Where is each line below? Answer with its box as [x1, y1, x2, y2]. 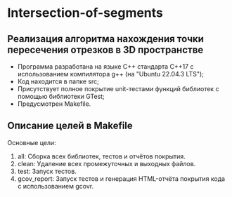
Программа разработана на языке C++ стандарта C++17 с [17, 62, 194, 71]
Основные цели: [7, 138, 56, 147]
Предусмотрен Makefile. [17, 100, 91, 108]
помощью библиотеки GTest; [17, 93, 105, 100]
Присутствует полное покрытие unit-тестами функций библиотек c [17, 85, 219, 93]
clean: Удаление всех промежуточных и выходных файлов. [17, 159, 196, 168]
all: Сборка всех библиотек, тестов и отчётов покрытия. [17, 152, 186, 161]
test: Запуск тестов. [17, 167, 77, 175]
